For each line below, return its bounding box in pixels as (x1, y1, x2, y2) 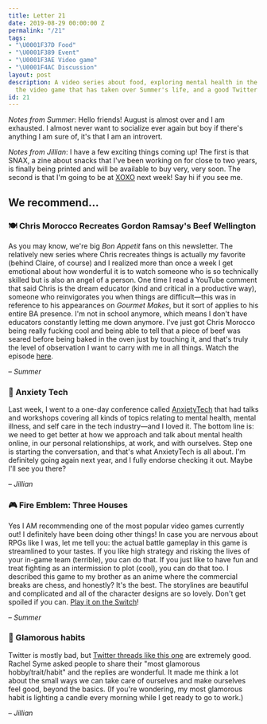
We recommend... (8, 196, 99, 209)
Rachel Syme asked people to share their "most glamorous (8, 659, 201, 668)
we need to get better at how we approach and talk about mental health (8, 430, 242, 440)
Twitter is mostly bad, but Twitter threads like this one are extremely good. (8, 650, 252, 659)
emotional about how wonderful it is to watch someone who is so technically (8, 266, 259, 276)
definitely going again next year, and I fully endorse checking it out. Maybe (8, 456, 253, 465)
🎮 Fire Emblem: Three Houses (8, 499, 129, 511)
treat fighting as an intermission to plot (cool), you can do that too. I (8, 563, 229, 573)
